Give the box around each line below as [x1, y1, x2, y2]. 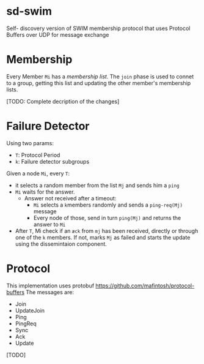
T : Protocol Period [15, 151, 60, 159]
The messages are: [26, 288, 75, 295]
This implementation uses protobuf [6, 282, 95, 289]
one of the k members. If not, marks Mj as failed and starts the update [15, 233, 191, 241]
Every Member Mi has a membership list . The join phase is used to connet [6, 72, 194, 80]
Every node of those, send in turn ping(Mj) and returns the [33, 214, 181, 221]
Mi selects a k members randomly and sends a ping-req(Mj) [33, 201, 183, 208]
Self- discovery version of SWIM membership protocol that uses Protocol [6, 25, 191, 32]
